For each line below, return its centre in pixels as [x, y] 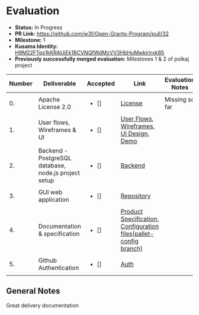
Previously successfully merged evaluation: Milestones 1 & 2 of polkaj [102, 59]
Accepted [101, 83]
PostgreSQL [55, 158]
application [54, 199]
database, [52, 166]
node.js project [59, 173]
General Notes [33, 291]
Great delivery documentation [42, 305]
